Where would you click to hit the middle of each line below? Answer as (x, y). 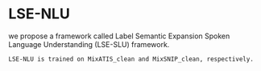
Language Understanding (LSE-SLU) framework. (89, 44)
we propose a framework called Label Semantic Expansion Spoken (119, 36)
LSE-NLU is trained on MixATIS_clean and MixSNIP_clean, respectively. (131, 59)
